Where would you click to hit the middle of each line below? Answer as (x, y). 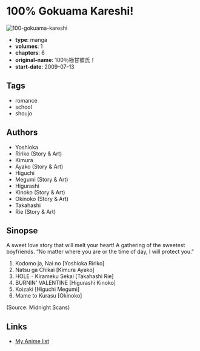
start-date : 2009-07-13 (45, 66)
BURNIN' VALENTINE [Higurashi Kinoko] (65, 283)
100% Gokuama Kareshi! (70, 11)
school (23, 107)
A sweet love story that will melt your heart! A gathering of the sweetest (96, 245)
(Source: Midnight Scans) (38, 307)
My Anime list (32, 341)
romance (26, 100)
